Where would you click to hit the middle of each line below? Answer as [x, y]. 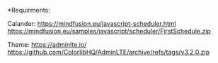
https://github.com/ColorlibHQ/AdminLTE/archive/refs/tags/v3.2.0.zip [109, 52]
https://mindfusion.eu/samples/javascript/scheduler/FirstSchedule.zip [109, 31]
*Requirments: [29, 10]
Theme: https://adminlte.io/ [47, 44]
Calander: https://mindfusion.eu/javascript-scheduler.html [92, 23]
